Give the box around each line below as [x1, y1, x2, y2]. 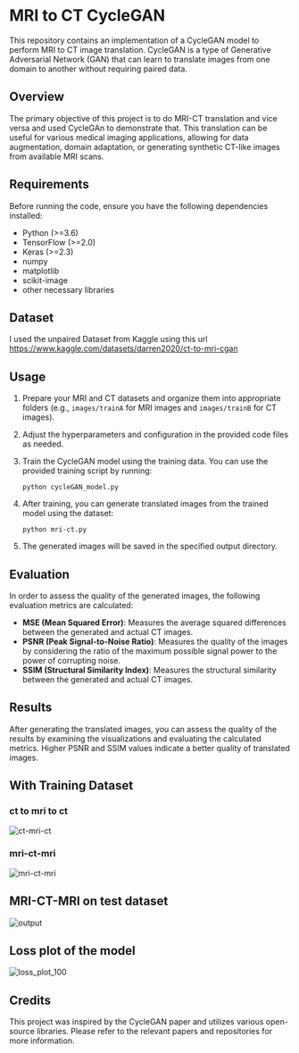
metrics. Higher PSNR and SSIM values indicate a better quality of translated [9, 742, 290, 753]
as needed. [21, 439, 64, 449]
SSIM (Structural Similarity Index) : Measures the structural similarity [21, 664, 277, 675]
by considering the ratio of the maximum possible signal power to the [21, 646, 278, 656]
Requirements [9, 177, 89, 192]
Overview [9, 89, 65, 104]
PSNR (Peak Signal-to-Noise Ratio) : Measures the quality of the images [21, 636, 288, 647]
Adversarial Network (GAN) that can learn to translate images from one [9, 54, 270, 64]
